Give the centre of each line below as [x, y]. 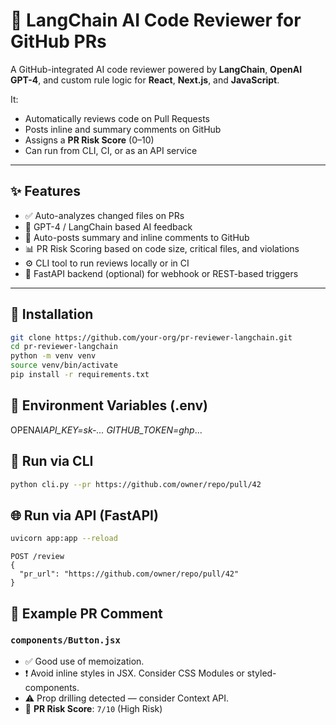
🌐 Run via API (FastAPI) [84, 515]
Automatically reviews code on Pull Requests [117, 118]
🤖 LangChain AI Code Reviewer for [156, 20]
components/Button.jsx [65, 640]
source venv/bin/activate [64, 365]
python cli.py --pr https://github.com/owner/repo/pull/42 [136, 484]
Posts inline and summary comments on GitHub [123, 129]
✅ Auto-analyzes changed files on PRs [104, 215]
